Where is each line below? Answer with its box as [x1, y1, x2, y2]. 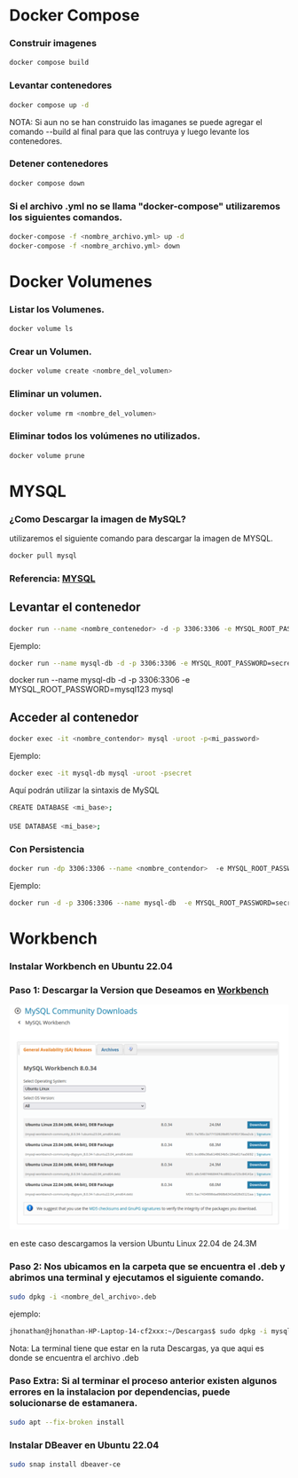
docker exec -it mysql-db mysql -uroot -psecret [9, 769, 192, 778]
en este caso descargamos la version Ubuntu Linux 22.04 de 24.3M [9, 1237, 257, 1248]
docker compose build [9, 59, 90, 67]
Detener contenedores [9, 157, 109, 170]
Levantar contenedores [9, 79, 113, 91]
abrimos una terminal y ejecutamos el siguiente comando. [9, 1271, 264, 1284]
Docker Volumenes [9, 272, 153, 291]
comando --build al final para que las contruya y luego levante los [9, 126, 250, 137]
